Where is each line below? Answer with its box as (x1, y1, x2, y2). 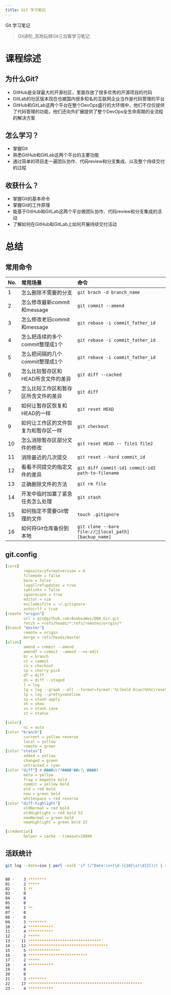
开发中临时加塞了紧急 (21, 490, 73, 498)
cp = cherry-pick (23, 668, 60, 673)
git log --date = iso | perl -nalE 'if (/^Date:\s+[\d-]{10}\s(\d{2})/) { (5, 863, 163, 868)
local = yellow (23, 739, 56, 744)
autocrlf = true (23, 606, 58, 611)
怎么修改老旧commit (21, 316, 70, 323)
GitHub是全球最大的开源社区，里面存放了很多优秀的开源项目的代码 (12, 89, 153, 95)
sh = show (23, 701, 44, 706)
